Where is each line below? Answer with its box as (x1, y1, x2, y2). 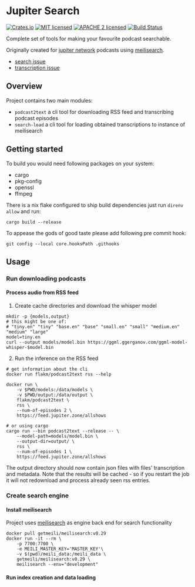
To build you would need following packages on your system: (6, 160, 154, 167)
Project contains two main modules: (6, 97, 93, 104)
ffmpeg (14, 190, 33, 197)
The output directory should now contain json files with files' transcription (6, 464, 185, 471)
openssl (14, 184, 34, 191)
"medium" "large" (6, 329, 49, 335)
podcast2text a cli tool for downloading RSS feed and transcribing (14, 108, 174, 116)
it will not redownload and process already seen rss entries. (6, 477, 151, 484)
